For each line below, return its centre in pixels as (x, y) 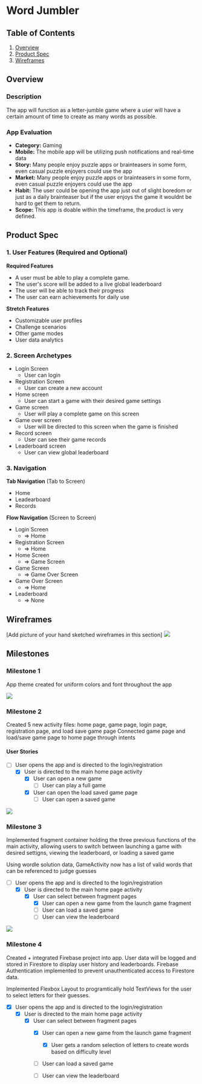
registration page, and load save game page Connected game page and (96, 731)
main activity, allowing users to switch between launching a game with (94, 846)
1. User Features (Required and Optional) (67, 252)
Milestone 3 (24, 827)
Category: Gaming (38, 145)
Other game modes (39, 333)
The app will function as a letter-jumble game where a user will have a (93, 110)
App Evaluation (29, 132)
